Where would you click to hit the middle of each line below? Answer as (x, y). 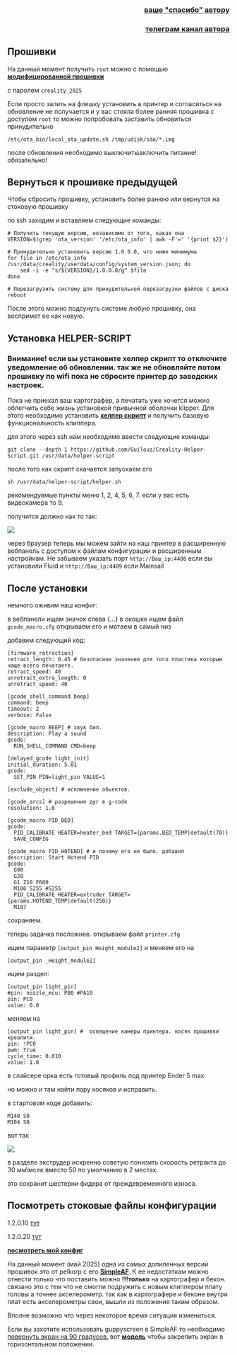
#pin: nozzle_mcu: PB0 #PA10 (50, 993)
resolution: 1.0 (31, 808)
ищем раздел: (28, 973)
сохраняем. (25, 920)
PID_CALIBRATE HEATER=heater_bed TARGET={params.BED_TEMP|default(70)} (121, 833)
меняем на (24, 1018)
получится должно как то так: (52, 516)
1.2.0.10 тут (24, 1223)
